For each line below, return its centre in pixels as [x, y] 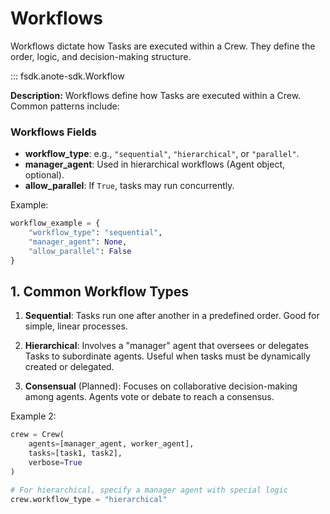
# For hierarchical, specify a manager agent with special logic [149, 490]
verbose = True [55, 463]
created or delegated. [69, 367]
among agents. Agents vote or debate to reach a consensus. [149, 397]
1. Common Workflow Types [100, 291]
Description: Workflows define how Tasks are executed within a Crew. [156, 95]
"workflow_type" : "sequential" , [95, 233]
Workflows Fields [53, 132]
